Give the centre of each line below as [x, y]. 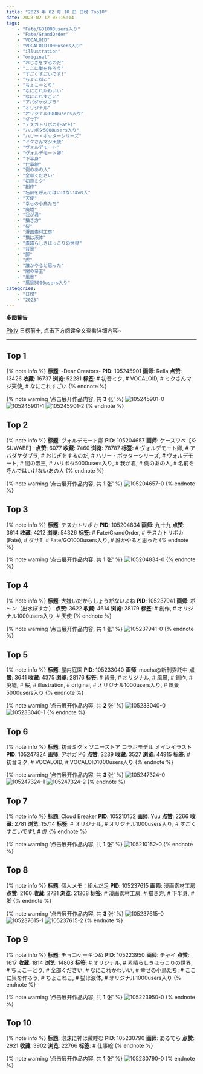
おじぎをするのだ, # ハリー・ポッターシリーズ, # [106, 455]
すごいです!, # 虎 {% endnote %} [47, 831]
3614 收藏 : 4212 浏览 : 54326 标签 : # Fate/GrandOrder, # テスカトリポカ [95, 532]
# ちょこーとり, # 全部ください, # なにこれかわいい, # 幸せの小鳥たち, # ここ [101, 970]
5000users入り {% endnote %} [45, 693]
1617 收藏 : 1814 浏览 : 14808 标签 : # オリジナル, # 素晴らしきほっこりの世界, [100, 962]
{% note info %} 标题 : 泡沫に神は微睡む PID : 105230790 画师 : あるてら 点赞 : [101, 1038]
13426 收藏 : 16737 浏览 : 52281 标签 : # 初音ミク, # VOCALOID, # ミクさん [96, 379]
